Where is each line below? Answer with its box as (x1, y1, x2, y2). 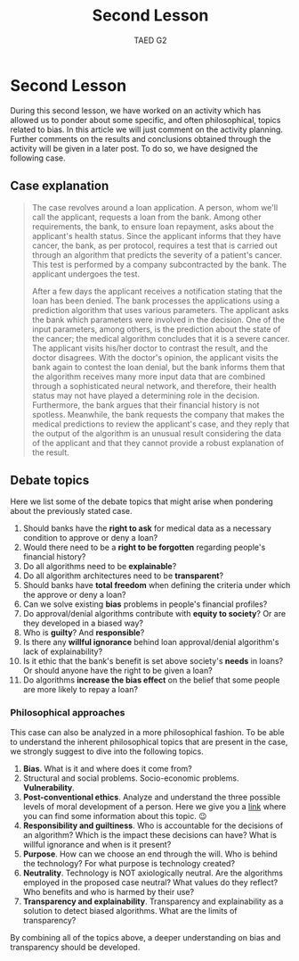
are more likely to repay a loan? (22, 684, 139, 695)
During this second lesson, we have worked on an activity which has (10, 104, 262, 116)
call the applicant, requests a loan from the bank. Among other (31, 211, 262, 222)
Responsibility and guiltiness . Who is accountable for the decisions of (22, 820, 284, 831)
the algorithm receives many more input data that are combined (31, 371, 266, 382)
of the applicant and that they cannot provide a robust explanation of (31, 437, 284, 448)
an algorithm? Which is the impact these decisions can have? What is (22, 829, 277, 840)
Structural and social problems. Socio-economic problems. (22, 773, 239, 783)
